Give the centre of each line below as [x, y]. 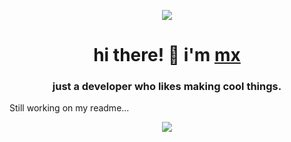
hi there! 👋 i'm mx [167, 55]
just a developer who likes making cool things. [167, 87]
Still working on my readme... [69, 108]
